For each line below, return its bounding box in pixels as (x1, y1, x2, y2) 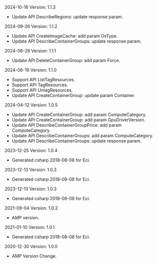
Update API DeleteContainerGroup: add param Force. (11, 57, 120, 63)
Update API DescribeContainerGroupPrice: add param (11, 122, 122, 128)
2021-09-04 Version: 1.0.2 (4, 205, 58, 211)
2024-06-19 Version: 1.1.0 (4, 67, 57, 73)
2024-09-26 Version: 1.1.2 (4, 23, 58, 29)
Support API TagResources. (11, 82, 69, 88)
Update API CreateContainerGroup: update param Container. (11, 93, 135, 98)
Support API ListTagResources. (11, 77, 75, 82)
